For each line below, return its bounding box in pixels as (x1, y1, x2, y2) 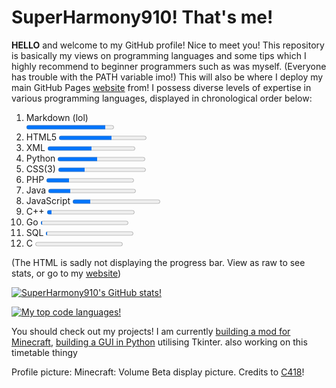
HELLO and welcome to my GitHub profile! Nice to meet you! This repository (11, 39, 325, 51)
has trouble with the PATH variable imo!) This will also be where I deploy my (11, 71, 324, 83)
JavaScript (25, 194, 71, 206)
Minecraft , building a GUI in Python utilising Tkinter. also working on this (11, 336, 308, 348)
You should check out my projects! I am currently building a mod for (11, 325, 291, 337)
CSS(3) (25, 162, 56, 175)
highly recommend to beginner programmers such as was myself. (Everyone (11, 60, 327, 72)
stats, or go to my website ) (11, 267, 122, 279)
